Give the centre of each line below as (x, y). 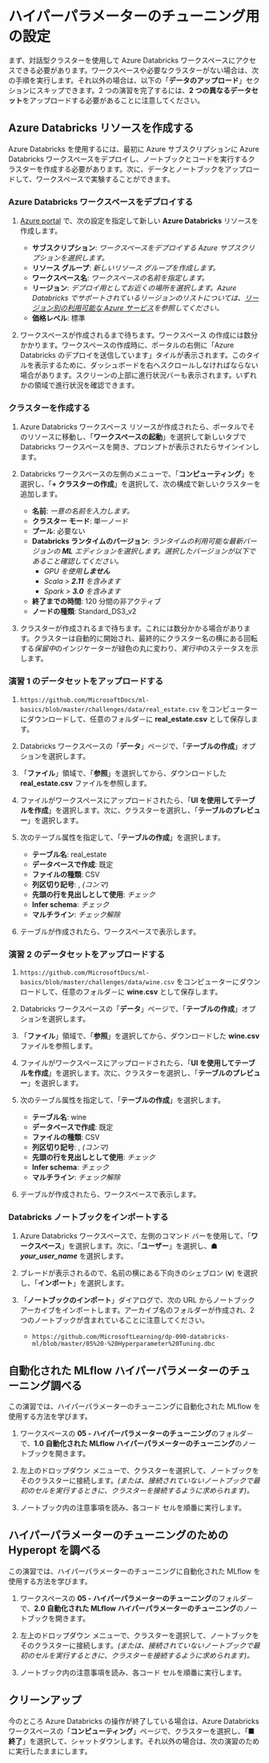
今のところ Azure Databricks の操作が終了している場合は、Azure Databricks (134, 1720)
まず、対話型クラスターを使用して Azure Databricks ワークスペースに (122, 60)
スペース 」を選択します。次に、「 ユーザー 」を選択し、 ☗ (126, 1246)
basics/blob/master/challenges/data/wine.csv (97, 982)
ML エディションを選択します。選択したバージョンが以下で (159, 551)
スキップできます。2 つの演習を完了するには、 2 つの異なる (133, 90)
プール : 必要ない (58, 531)
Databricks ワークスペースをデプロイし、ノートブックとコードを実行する (128, 159)
